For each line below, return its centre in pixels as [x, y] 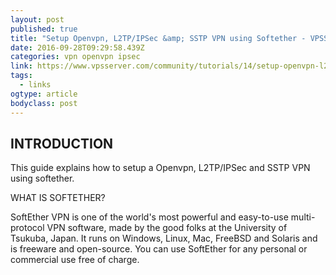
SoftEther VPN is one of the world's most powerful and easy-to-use [149, 217]
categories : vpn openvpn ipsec [75, 57]
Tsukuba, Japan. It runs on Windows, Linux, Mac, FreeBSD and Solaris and [164, 238]
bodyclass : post [44, 103]
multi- [303, 217]
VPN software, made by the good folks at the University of [167, 228]
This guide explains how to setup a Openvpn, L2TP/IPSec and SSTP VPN [160, 168]
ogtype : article [44, 94]
